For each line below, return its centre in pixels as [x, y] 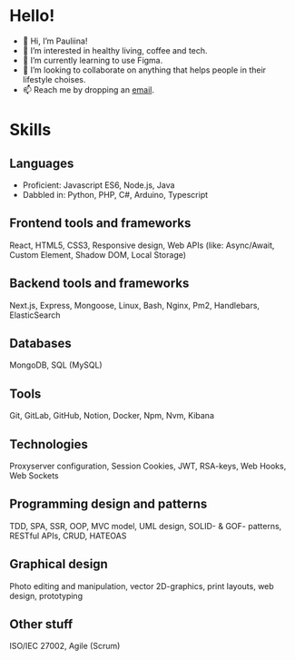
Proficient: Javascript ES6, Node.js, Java [98, 185]
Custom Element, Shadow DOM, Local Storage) [98, 254]
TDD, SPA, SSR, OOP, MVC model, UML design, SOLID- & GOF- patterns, [146, 526]
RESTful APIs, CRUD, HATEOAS [68, 536]
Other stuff [41, 624]
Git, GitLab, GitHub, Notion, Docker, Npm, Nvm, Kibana [112, 416]
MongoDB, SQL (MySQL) [56, 365]
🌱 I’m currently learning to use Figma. [93, 60]
